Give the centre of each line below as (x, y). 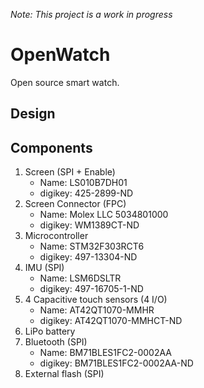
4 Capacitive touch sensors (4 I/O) (96, 300)
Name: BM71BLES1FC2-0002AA (106, 353)
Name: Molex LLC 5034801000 (104, 215)
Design (33, 114)
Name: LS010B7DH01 (83, 183)
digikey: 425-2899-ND (86, 193)
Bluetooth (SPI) (56, 342)
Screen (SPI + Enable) (70, 172)
